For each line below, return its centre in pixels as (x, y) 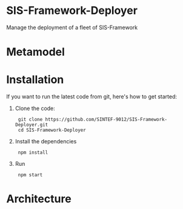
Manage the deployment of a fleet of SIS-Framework (72, 27)
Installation (35, 80)
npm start (30, 175)
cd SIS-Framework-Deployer (52, 130)
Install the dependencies (46, 142)
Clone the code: (35, 108)
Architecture (39, 199)
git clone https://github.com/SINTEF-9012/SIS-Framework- (93, 120)
